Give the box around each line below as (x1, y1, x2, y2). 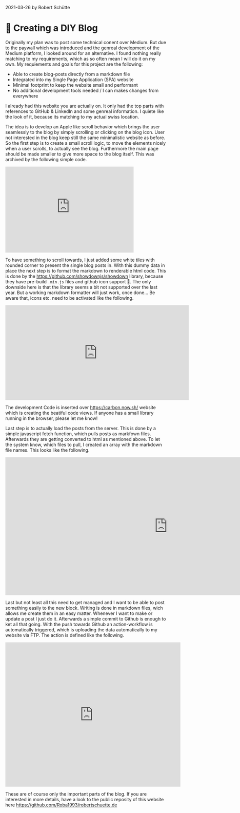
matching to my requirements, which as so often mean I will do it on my (5, 55, 156, 62)
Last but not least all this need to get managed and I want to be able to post (5, 599, 165, 605)
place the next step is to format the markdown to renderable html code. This (5, 267, 166, 274)
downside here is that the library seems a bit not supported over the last (5, 284, 158, 290)
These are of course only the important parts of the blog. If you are (5, 790, 147, 797)
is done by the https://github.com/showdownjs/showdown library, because (5, 273, 164, 279)
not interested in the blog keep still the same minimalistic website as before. (5, 134, 166, 141)
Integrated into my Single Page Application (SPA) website (12, 76, 134, 83)
